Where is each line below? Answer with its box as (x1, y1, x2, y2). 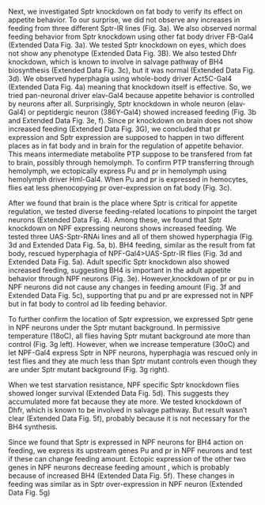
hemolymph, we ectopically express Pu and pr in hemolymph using (8, 166, 227, 175)
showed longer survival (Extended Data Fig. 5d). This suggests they (8, 389, 229, 398)
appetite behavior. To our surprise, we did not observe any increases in (8, 15, 240, 24)
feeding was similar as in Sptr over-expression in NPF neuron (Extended (8, 480, 243, 488)
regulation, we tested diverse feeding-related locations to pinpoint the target (8, 207, 257, 216)
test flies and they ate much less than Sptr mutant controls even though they (8, 356, 257, 366)
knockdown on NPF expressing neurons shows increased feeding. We (8, 224, 237, 232)
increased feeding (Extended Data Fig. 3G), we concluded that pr (8, 124, 221, 134)
